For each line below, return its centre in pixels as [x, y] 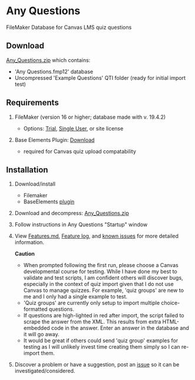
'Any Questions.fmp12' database [54, 72]
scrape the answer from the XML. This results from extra [92, 322]
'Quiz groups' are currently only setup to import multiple [92, 303]
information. [29, 242]
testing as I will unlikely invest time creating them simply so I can [102, 347]
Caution [25, 254]
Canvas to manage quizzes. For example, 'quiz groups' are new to [104, 290]
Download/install [35, 184]
